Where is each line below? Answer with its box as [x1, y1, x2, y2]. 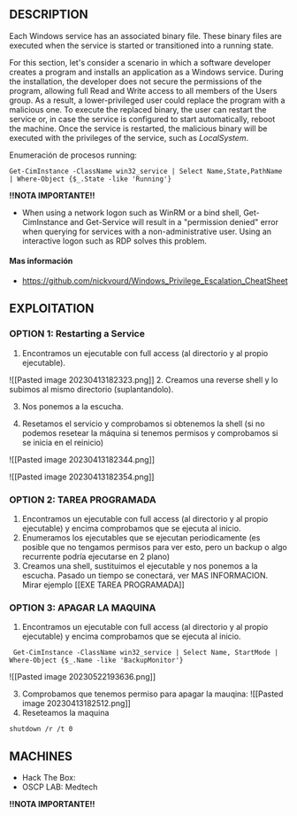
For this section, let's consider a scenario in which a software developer [9, 57, 271, 67]
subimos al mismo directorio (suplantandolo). [9, 384, 174, 394]
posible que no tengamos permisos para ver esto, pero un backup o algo [21, 542, 287, 552]
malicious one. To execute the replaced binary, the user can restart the [9, 104, 267, 114]
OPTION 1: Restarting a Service [9, 328, 146, 340]
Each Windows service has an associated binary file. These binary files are [9, 30, 283, 41]
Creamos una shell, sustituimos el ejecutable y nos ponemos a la [21, 561, 258, 571]
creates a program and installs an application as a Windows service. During [9, 66, 285, 77]
